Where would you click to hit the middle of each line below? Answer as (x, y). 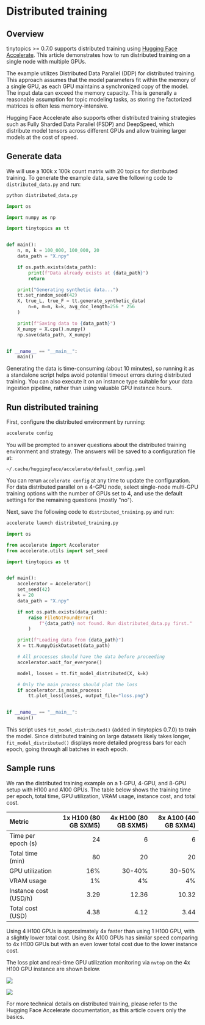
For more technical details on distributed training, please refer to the (92, 1004)
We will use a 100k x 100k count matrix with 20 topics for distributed (92, 171)
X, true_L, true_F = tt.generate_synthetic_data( (82, 301)
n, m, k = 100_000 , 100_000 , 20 (58, 251)
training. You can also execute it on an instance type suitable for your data (100, 382)
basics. (15, 1016)
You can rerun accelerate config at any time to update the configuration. (98, 480)
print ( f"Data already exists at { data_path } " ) (88, 273)
